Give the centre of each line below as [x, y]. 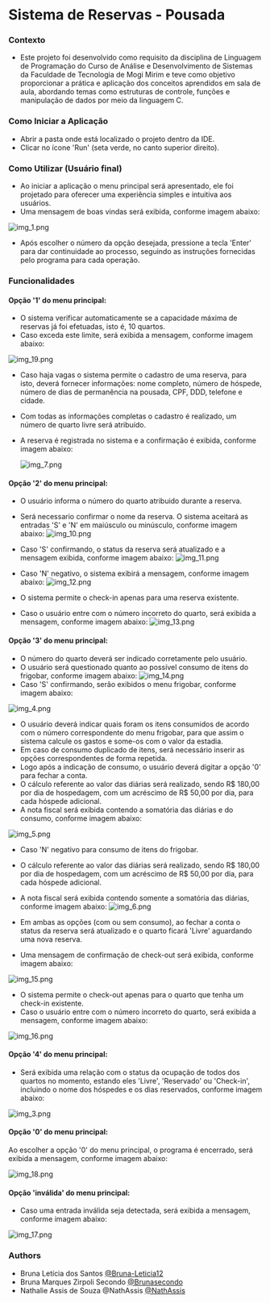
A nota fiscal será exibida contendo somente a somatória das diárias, [135, 897]
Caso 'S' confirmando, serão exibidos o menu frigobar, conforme [128, 684]
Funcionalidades [42, 281]
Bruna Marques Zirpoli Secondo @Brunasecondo [102, 1282]
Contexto [27, 40]
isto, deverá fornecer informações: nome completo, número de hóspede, [141, 384]
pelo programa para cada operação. [80, 260]
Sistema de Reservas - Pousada [117, 15]
